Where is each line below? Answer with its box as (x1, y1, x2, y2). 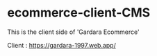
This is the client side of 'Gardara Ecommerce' (7, 28, 140, 36)
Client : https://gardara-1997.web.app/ (7, 41, 116, 49)
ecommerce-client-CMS (7, 5, 151, 21)
